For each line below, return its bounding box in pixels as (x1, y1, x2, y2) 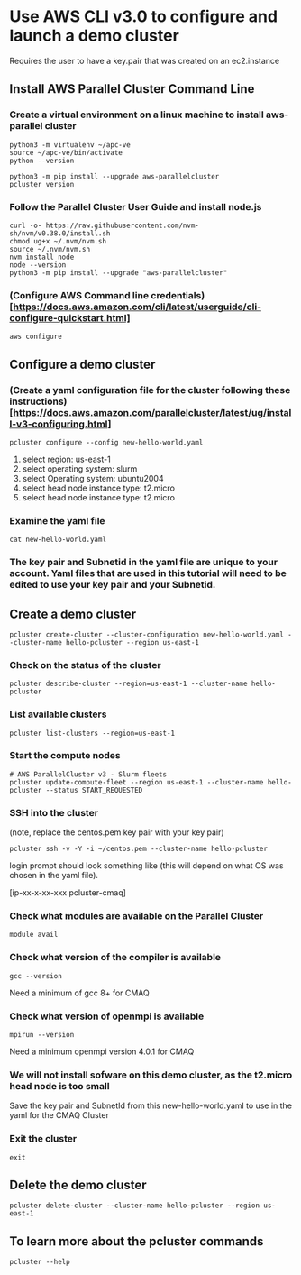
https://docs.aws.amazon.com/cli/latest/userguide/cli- (13, 300, 262, 313)
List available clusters (9, 708, 107, 720)
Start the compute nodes (9, 749, 121, 762)
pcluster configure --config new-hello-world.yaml (9, 437, 204, 447)
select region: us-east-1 (22, 454, 111, 464)
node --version (9, 260, 67, 270)
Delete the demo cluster (9, 1178, 147, 1192)
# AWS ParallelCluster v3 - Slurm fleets (9, 769, 168, 779)
